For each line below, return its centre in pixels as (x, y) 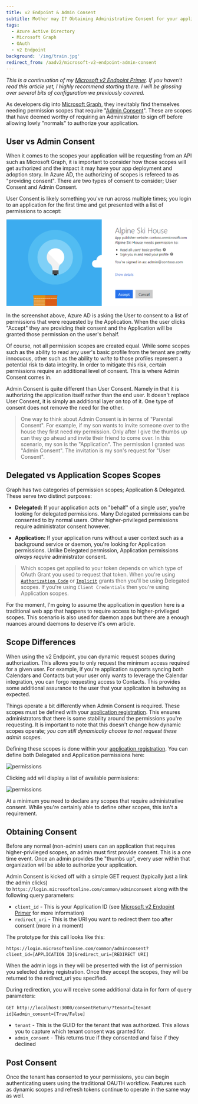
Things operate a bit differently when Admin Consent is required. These (93, 706)
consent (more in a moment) (49, 926)
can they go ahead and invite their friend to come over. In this (95, 437)
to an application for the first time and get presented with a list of (85, 205)
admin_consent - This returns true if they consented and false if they (97, 1038)
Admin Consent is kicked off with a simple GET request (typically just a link (97, 877)
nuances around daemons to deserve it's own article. (71, 623)
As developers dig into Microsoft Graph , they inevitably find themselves (93, 104)
